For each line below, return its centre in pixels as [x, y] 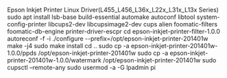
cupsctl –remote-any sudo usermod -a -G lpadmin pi [82, 67]
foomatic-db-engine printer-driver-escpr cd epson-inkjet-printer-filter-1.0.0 [114, 31]
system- [208, 17]
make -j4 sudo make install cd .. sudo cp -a [68, 46]
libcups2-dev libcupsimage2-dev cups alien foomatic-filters [133, 24]
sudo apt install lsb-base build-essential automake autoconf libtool [101, 17]
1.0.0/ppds [22, 53]
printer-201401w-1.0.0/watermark [54, 60]
